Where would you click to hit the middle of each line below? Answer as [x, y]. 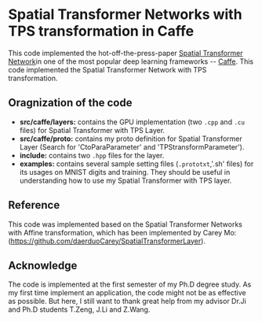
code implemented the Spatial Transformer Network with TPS [107, 69]
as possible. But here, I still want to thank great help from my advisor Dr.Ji [127, 302]
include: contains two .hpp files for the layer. [92, 155]
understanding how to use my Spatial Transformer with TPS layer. [126, 180]
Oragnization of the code [70, 103]
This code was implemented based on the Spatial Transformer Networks [126, 224]
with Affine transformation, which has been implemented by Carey [115, 232]
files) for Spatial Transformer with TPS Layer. [92, 130]
